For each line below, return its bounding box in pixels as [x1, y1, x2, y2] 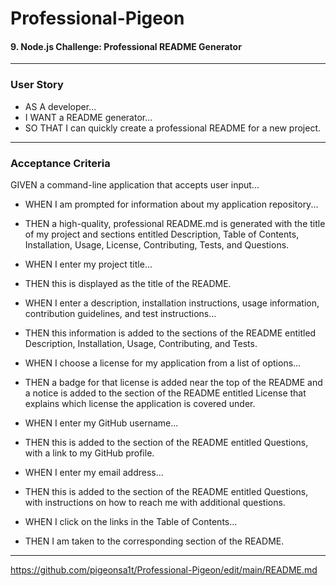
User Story [10, 78, 64, 92]
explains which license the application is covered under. [24, 397, 256, 409]
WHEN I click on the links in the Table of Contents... [24, 515, 238, 527]
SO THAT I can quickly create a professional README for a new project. [24, 122, 322, 134]
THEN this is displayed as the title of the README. [24, 277, 232, 289]
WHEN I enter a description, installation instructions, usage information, [24, 297, 320, 309]
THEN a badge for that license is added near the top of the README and [24, 376, 323, 388]
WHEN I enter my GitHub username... [24, 417, 179, 429]
